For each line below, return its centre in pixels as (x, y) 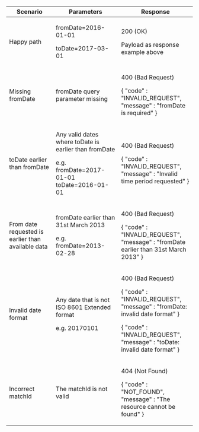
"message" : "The (146, 399)
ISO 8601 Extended (84, 307)
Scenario (30, 12)
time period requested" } (155, 181)
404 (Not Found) (145, 371)
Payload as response (150, 45)
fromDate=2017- (81, 170)
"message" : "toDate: (150, 342)
